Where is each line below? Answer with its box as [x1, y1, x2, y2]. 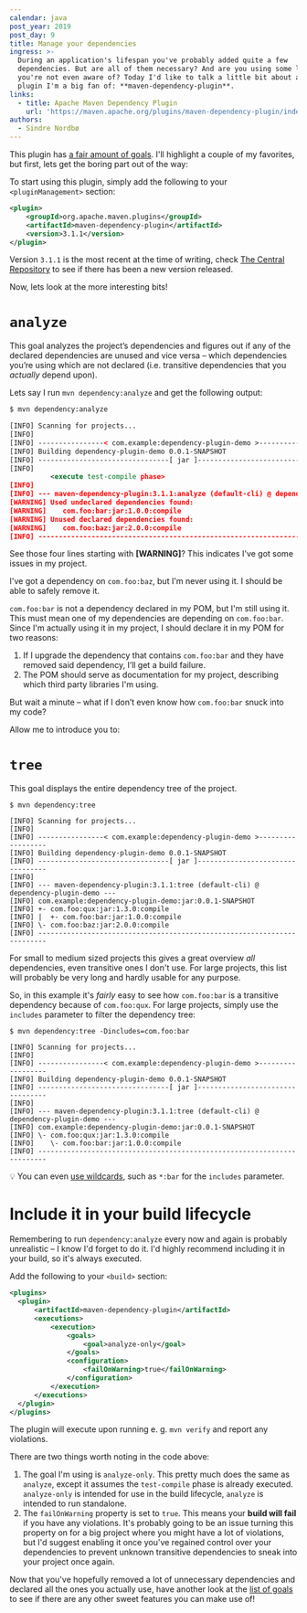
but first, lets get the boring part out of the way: [9, 159, 189, 169]
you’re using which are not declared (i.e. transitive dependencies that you [9, 360, 287, 371]
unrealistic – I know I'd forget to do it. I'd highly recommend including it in [9, 1244, 286, 1255]
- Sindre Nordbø [17, 124, 79, 133]
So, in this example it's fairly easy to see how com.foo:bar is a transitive [9, 990, 279, 1001]
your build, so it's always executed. [9, 1253, 143, 1264]
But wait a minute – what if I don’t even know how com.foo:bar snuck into [9, 696, 285, 708]
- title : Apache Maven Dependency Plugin [17, 98, 178, 108]
